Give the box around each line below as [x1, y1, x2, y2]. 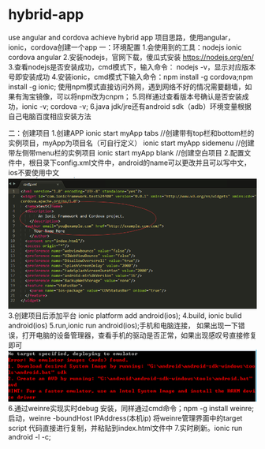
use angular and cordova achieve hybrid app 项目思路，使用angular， [8, 32, 235, 42]
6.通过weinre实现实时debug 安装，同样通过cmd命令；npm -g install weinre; [8, 403, 255, 413]
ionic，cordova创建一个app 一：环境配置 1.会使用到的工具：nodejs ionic [8, 42, 242, 52]
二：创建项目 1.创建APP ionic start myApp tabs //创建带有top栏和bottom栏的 [8, 128, 255, 137]
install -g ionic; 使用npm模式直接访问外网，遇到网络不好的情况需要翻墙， [8, 81, 245, 92]
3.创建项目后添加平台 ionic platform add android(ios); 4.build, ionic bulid [8, 311, 242, 320]
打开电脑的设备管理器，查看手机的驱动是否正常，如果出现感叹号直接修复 [21, 331, 257, 340]
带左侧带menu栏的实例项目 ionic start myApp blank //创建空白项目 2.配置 [8, 148, 244, 157]
